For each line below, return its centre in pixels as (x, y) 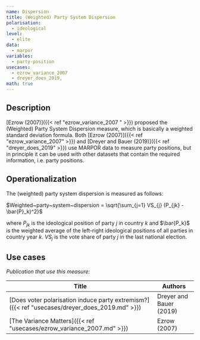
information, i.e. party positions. (45, 160)
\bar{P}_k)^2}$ (24, 211)
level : (14, 34)
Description (28, 108)
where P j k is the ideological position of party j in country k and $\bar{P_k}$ (98, 223)
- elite (21, 39)
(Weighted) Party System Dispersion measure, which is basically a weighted (100, 128)
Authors (174, 286)
